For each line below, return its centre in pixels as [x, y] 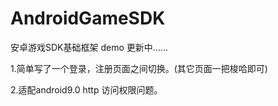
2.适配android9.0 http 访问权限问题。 [86, 89]
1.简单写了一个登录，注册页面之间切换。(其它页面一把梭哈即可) [139, 68]
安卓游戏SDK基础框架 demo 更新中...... [89, 47]
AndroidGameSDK [88, 18]
